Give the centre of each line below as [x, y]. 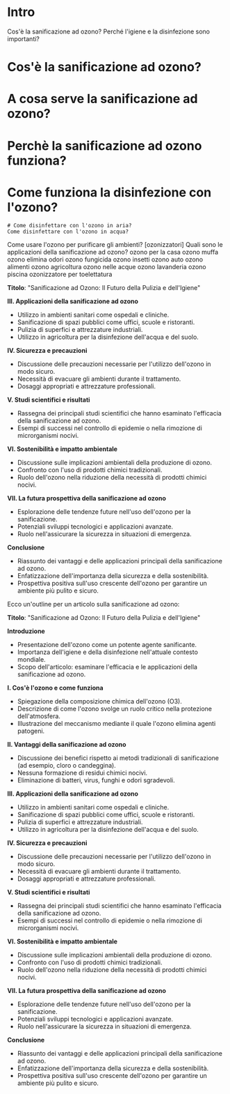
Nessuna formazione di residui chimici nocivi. [82, 773]
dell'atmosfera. [39, 716]
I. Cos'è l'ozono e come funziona [55, 688]
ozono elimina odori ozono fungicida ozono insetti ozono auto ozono [105, 259]
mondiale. [32, 660]
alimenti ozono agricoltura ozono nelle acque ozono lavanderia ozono [107, 267]
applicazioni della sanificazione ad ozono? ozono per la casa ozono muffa [113, 252]
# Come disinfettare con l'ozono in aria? [69, 226]
